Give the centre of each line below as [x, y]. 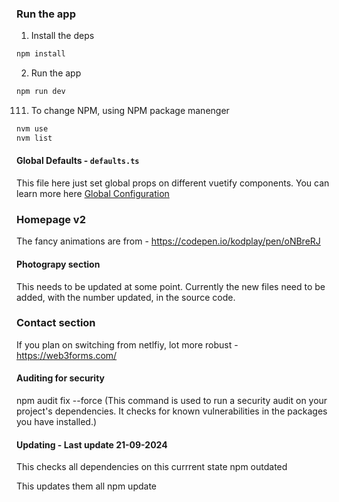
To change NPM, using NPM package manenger [130, 111]
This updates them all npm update [86, 486]
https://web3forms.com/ [67, 355]
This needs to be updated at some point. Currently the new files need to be [171, 286]
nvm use [32, 129]
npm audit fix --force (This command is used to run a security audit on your [172, 400]
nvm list [34, 138]
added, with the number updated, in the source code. [126, 297]
